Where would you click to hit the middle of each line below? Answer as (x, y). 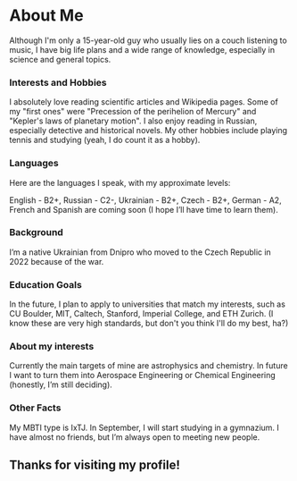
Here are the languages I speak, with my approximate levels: (120, 182)
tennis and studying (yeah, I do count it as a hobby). (105, 140)
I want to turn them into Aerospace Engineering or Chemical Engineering (143, 376)
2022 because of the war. (57, 261)
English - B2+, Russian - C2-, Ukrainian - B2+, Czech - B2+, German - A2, (146, 200)
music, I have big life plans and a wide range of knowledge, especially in (142, 49)
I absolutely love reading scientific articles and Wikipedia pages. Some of (144, 102)
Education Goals (45, 284)
